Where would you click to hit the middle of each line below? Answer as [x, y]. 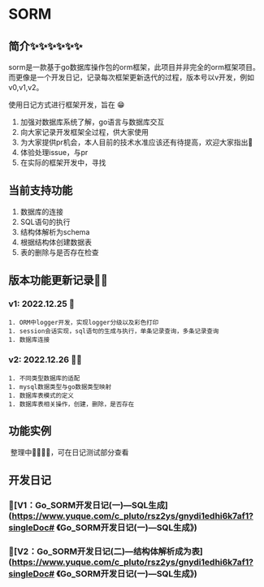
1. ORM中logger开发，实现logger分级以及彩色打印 [84, 322]
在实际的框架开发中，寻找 [63, 162]
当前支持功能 [41, 190]
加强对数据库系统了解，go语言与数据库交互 [92, 122]
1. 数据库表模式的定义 [41, 395]
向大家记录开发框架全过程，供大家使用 [84, 132]
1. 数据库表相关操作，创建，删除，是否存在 [71, 404]
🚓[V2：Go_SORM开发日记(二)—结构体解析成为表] [106, 551]
